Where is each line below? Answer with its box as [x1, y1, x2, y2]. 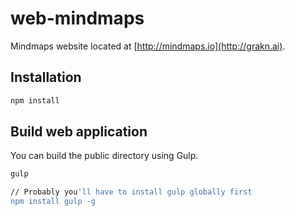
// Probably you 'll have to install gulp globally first [10, 187, 253, 197]
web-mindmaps [10, 7, 145, 30]
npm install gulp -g [10, 197, 97, 207]
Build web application [10, 123, 148, 141]
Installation [10, 69, 82, 86]
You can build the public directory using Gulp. [10, 150, 199, 162]
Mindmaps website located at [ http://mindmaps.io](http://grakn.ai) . [10, 40, 286, 52]
